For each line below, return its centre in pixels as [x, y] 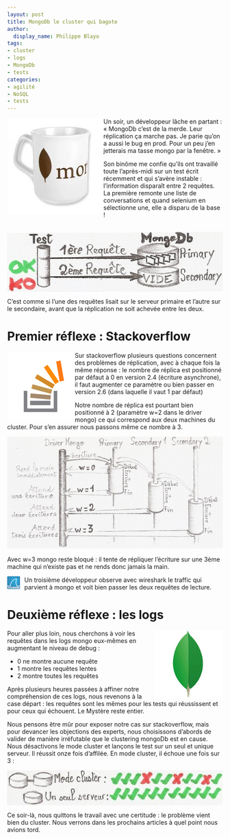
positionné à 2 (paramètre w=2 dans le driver [139, 412]
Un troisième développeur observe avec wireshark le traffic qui [113, 580]
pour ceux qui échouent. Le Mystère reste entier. [76, 711]
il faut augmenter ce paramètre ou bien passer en [144, 385]
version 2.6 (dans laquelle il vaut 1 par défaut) [139, 391]
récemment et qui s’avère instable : [153, 179]
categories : [24, 80]
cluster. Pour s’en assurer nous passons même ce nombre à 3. [95, 427]
